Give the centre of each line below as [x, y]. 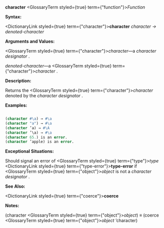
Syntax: [13, 17]
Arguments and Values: [30, 41]
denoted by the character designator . [44, 96]
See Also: [15, 186]
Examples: [16, 105]
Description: [18, 81]
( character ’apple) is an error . [40, 142]
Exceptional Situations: [29, 152]
